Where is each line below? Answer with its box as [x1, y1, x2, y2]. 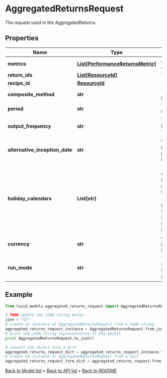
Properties [5, 34, 39, 42]
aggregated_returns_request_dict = [5, 350, 79, 355]
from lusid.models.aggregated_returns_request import [5, 304, 119, 309]
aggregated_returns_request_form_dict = [5, 359, 90, 364]
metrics [7, 60, 26, 67]
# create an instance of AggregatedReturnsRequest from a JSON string [5, 322, 155, 327]
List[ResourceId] [77, 71, 118, 78]
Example [5, 290, 33, 299]
